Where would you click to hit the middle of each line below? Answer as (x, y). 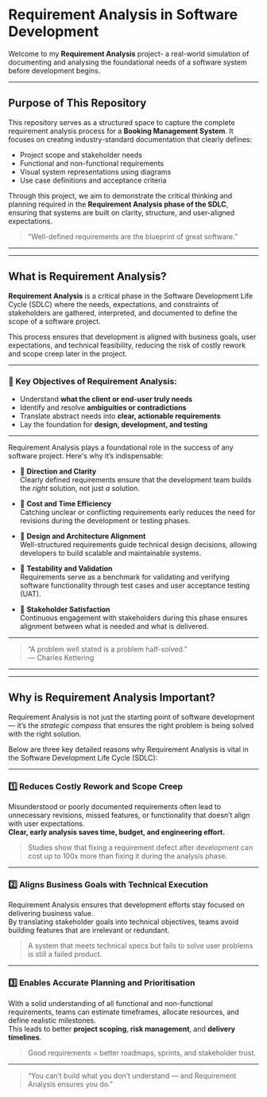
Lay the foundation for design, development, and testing (114, 424)
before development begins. (54, 70)
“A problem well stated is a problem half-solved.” (108, 649)
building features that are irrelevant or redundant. (89, 930)
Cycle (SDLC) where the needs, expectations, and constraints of (113, 304)
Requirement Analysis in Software (123, 15)
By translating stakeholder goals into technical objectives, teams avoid (124, 922)
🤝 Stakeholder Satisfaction (65, 609)
